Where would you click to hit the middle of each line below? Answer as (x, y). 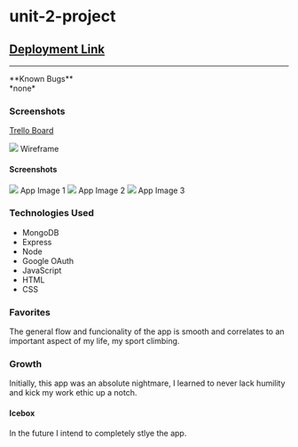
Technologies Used (52, 213)
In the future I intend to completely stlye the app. (98, 433)
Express (37, 242)
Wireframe (39, 149)
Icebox (22, 413)
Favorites (30, 312)
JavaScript (42, 270)
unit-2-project (63, 16)
